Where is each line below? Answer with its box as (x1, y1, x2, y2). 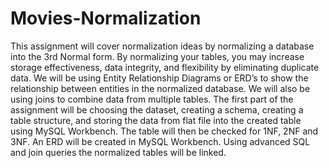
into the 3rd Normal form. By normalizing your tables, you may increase (10, 50, 305, 62)
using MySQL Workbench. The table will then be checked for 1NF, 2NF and (10, 125, 319, 137)
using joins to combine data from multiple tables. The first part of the (10, 93, 294, 105)
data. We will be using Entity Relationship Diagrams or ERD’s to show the (10, 72, 309, 84)
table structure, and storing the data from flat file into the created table (10, 114, 302, 126)
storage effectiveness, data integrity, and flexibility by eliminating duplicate (10, 61, 320, 73)
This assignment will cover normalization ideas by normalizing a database (10, 40, 315, 52)
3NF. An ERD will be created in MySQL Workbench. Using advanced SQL (10, 135, 311, 147)
